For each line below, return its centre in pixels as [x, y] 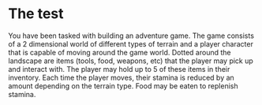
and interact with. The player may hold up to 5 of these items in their [119, 69]
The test [36, 14]
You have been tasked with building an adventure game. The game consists [131, 36]
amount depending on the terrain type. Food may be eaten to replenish [123, 86]
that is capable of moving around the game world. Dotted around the [120, 52]
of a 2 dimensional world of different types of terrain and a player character [131, 43]
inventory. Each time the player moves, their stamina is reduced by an [121, 77]
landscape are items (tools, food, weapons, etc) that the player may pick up [131, 61]
